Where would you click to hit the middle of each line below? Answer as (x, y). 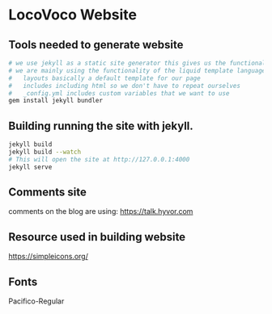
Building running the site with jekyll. (101, 126)
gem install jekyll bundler (56, 101)
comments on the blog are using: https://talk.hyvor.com (101, 211)
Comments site (48, 192)
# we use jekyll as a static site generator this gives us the (117, 63)
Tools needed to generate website (96, 45)
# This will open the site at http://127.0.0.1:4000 (99, 159)
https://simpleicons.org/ (49, 257)
